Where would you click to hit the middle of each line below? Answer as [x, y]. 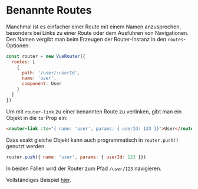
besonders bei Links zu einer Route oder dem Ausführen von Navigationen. [97, 32]
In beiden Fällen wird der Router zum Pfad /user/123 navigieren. [84, 168]
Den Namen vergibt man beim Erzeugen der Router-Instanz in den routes [95, 39]
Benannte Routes [49, 10]
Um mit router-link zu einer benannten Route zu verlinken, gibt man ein [94, 111]
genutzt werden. [26, 146]
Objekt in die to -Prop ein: [37, 118]
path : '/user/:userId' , [51, 73]
